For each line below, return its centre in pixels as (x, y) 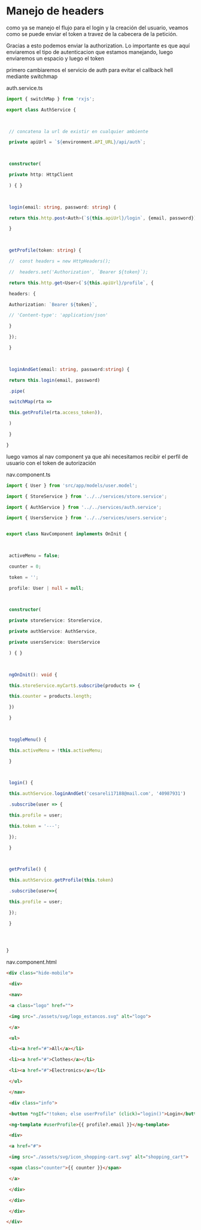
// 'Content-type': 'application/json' (59, 315)
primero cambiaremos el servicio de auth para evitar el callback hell (90, 70)
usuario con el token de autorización (51, 463)
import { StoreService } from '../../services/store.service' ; (87, 496)
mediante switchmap (32, 76)
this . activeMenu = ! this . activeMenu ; (56, 750)
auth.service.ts (25, 88)
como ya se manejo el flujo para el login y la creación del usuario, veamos (97, 28)
